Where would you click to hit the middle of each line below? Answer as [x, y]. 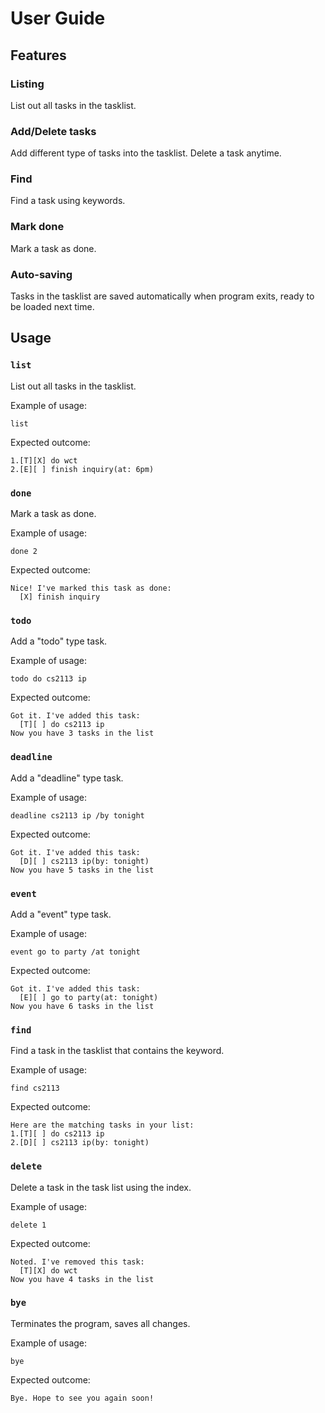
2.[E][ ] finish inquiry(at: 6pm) [82, 469]
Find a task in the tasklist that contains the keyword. [117, 1051]
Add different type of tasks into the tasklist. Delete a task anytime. [146, 153]
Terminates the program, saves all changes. [100, 1323]
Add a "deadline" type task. [67, 778]
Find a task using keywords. [68, 201]
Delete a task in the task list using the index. [101, 1187]
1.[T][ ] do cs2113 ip [57, 1134]
